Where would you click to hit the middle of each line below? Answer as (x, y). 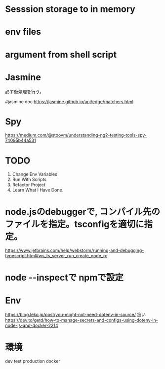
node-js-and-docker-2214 (32, 325)
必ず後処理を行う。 (25, 92)
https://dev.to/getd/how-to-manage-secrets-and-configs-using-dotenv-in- (82, 320)
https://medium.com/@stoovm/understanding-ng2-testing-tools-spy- (76, 135)
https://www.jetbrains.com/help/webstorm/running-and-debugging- (75, 250)
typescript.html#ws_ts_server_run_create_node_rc (56, 256)
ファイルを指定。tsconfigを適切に (75, 224)
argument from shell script (61, 54)
